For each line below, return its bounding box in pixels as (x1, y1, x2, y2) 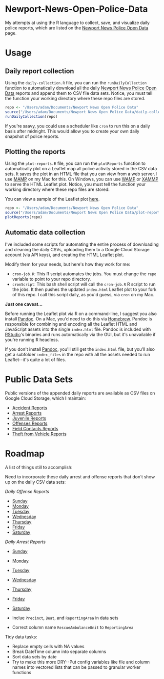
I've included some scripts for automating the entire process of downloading (5, 241, 159, 247)
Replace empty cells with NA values (12, 643, 84, 649)
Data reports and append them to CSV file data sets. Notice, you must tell (5, 90, 153, 96)
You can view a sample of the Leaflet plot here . (5, 196, 100, 202)
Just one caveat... (5, 301, 43, 307)
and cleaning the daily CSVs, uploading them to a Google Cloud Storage (5, 246, 150, 252)
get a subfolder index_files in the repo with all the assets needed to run (5, 351, 150, 357)
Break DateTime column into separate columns (12, 649, 106, 654)
